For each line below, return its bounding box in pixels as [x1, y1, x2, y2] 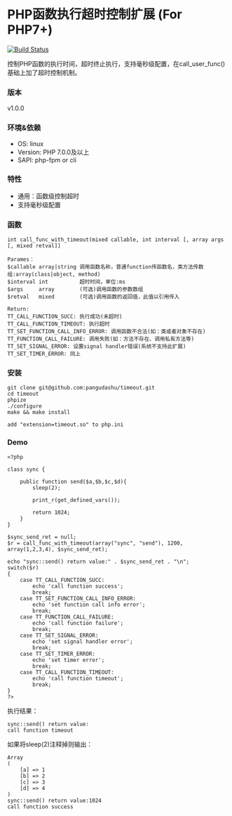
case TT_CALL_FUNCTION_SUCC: [20, 576, 105, 583]
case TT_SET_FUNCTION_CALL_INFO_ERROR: [20, 595, 137, 602]
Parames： [7, 256, 35, 264]
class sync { [7, 465, 46, 473]
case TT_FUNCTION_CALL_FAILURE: [20, 613, 114, 621]
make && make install [7, 409, 71, 416]
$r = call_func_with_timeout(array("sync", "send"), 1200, [7, 539, 184, 547]
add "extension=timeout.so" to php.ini [7, 421, 124, 429]
